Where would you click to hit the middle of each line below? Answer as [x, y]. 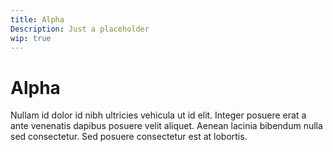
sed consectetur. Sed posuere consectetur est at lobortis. [129, 137]
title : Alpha [37, 19]
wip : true [31, 38]
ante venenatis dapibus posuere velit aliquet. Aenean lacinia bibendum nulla [166, 126]
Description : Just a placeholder [80, 29]
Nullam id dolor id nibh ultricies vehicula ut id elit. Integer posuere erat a [158, 115]
